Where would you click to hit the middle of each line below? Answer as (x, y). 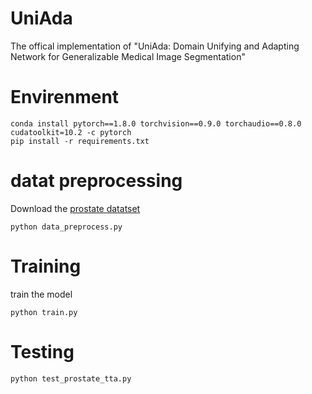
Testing (42, 351)
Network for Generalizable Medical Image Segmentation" (128, 56)
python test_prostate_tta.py (71, 378)
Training (46, 266)
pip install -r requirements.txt (80, 141)
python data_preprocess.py (66, 227)
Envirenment (65, 97)
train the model (41, 294)
